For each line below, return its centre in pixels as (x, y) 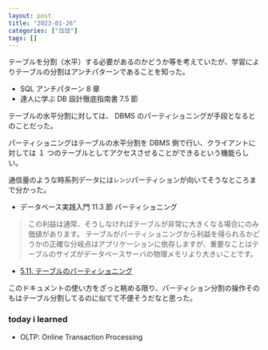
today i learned (38, 320)
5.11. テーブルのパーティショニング (76, 271)
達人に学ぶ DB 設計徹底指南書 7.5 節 (79, 99)
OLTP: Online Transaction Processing (81, 336)
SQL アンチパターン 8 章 (60, 89)
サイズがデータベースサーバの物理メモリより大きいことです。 (156, 254)
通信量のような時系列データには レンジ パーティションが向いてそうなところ (129, 180)
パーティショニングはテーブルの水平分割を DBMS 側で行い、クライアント (129, 143)
